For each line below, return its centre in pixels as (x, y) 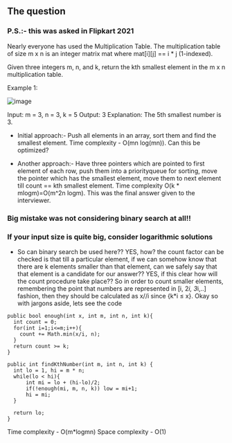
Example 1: (23, 88)
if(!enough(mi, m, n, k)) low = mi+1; (81, 388)
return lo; (29, 413)
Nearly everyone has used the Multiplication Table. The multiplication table (114, 46)
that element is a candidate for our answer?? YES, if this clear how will (117, 273)
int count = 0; (35, 322)
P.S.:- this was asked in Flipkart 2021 (71, 31)
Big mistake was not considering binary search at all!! (99, 218)
